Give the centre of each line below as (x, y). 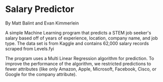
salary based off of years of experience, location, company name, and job (81, 38)
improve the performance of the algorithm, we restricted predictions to (78, 63)
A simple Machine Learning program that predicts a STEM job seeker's (78, 32)
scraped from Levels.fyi (30, 48)
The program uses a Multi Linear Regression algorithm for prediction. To (80, 58)
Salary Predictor (40, 9)
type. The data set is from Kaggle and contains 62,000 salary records (77, 43)
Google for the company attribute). (41, 74)
